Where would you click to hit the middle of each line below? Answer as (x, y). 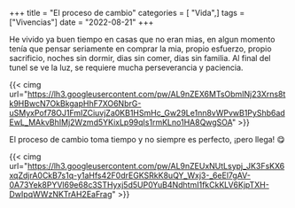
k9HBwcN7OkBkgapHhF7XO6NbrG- (75, 104)
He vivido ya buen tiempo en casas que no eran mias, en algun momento (142, 39)
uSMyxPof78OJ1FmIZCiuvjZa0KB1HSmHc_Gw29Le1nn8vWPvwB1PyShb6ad (147, 113)
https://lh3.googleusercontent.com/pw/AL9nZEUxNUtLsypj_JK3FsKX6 (156, 166)
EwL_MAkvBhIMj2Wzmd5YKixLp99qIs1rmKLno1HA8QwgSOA (121, 122)
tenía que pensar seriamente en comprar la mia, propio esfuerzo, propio (140, 49)
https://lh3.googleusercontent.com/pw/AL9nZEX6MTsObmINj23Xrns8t (156, 94)
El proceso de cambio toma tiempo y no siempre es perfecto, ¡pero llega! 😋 (147, 139)
